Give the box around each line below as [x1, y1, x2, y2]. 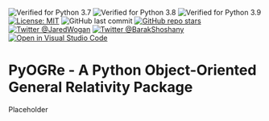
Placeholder [8, 104, 48, 114]
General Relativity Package [8, 79, 193, 96]
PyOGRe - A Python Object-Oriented [8, 61, 257, 79]
